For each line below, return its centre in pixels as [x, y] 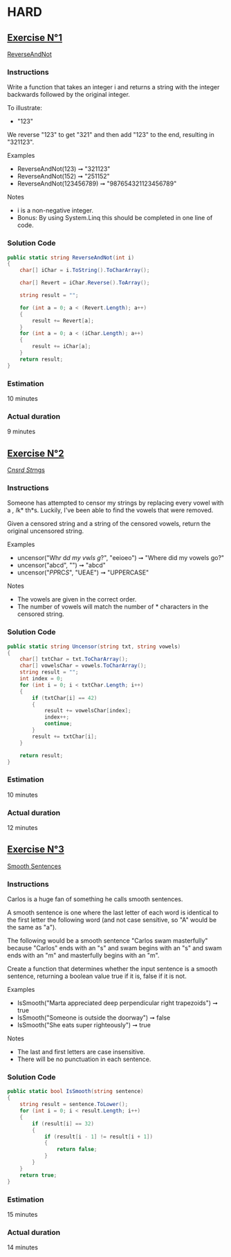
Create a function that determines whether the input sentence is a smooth [112, 969]
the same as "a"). [32, 928]
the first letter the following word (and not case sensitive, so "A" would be [112, 920]
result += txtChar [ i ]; [65, 736]
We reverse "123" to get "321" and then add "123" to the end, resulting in [111, 135]
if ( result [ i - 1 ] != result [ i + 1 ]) [99, 1137]
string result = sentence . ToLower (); [74, 1105]
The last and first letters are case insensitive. [81, 1052]
